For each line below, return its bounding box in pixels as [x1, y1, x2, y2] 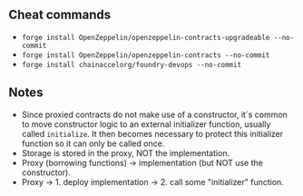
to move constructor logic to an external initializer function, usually [21, 118, 271, 130]
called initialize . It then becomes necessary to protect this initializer [21, 128, 284, 139]
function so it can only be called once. [21, 138, 165, 149]
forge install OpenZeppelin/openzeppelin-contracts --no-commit [21, 50, 270, 60]
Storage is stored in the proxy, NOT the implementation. [21, 147, 230, 158]
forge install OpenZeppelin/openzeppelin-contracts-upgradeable [21, 33, 270, 42]
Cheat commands [8, 7, 112, 23]
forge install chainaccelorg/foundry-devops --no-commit [21, 60, 242, 69]
